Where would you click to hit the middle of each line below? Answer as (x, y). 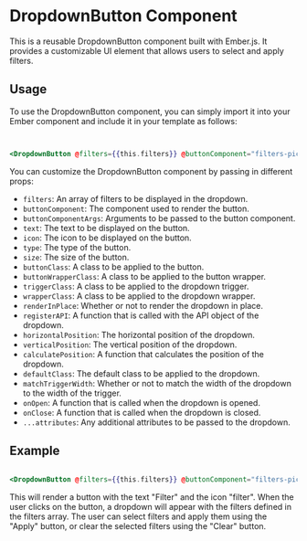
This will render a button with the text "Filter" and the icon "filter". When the (152, 497)
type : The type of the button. (77, 247)
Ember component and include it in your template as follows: (123, 121)
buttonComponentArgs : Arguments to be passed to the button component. (159, 218)
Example (35, 451)
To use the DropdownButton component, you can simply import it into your (150, 111)
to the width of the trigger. (72, 393)
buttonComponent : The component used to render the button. (136, 208)
